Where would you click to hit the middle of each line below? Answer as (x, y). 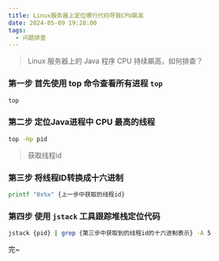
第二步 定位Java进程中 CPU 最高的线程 (82, 122)
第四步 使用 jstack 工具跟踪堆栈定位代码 (84, 216)
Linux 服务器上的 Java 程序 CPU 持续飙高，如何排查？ (115, 61)
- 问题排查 (31, 38)
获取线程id (44, 155)
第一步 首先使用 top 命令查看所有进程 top (86, 84)
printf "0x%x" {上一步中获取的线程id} (66, 195)
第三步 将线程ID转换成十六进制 (66, 177)
